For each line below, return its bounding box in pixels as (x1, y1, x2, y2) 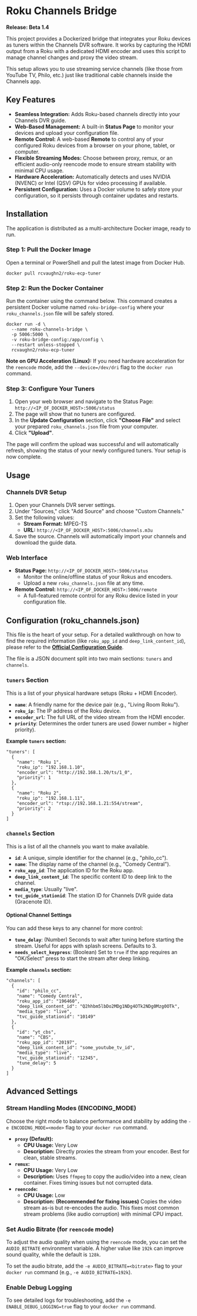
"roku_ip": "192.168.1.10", (16, 764, 85, 770)
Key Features (6, 95, 56, 105)
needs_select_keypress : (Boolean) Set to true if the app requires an (14, 949, 178, 956)
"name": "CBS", (16, 1034, 54, 1041)
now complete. (6, 453, 42, 460)
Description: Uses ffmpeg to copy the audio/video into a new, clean (23, 1173, 187, 1180)
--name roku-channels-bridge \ (11, 326, 88, 332)
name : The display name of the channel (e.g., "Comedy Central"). (14, 860, 171, 868)
